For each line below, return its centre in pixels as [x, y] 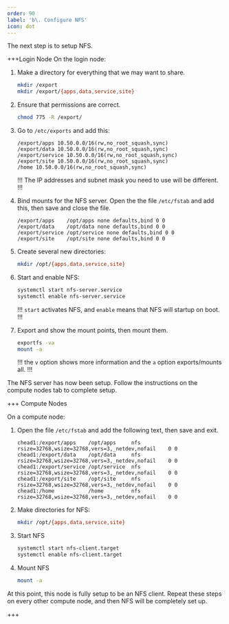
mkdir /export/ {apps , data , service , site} [76, 92]
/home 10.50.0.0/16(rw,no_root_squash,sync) [82, 167]
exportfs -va [36, 343]
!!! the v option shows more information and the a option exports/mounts [119, 362]
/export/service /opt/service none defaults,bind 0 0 [96, 233]
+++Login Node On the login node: [57, 59]
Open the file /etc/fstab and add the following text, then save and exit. [118, 430]
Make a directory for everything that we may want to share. [101, 72]
